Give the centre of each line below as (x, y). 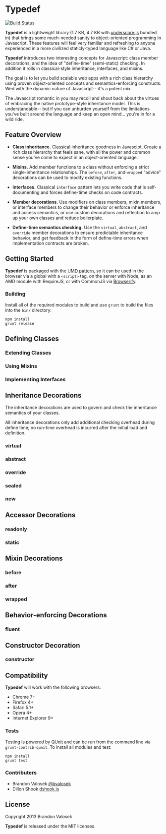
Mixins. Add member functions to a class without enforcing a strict (81, 167)
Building (15, 294)
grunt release (20, 323)
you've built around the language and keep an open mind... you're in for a (80, 114)
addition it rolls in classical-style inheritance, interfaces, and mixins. (74, 68)
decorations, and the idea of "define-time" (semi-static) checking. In (75, 63)
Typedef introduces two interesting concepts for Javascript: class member (82, 58)
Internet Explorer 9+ (33, 718)
